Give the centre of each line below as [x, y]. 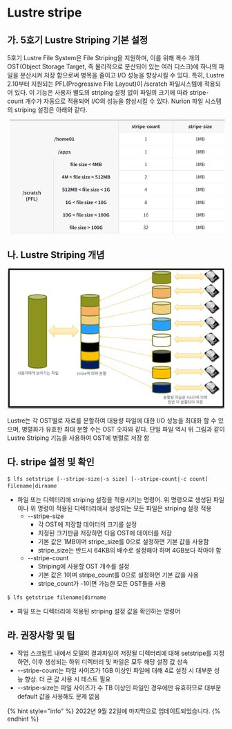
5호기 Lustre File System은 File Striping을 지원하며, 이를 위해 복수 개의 [104, 58]
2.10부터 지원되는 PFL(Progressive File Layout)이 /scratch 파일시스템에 [105, 84]
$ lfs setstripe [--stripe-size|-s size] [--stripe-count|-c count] [108, 479]
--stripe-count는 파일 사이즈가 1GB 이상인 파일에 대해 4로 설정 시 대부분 [115, 671]
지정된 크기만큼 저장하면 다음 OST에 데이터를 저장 [105, 533]
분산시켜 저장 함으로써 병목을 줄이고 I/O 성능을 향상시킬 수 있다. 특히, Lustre [122, 75]
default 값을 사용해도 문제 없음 [58, 696]
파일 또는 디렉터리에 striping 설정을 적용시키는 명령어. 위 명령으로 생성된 [114, 500]
